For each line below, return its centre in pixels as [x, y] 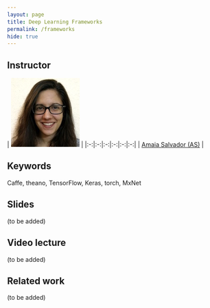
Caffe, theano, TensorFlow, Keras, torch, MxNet [74, 183]
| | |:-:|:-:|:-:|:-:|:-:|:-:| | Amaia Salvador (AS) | [105, 145]
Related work [36, 281]
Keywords [29, 166]
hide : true [23, 37]
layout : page [26, 14]
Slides [21, 204]
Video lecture [37, 243]
